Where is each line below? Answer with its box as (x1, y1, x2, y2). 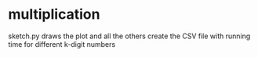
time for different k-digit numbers (8, 39, 116, 48)
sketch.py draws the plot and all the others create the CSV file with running (8, 31, 251, 41)
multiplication (8, 5, 100, 23)
